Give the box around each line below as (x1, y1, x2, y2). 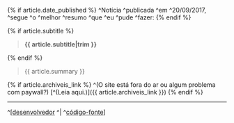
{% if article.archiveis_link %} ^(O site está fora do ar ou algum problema (7, 81, 216, 89)
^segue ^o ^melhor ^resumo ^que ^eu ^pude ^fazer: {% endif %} (7, 13, 192, 22)
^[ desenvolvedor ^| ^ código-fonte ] (7, 108, 106, 116)
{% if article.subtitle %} (7, 27, 75, 35)
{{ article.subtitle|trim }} (24, 40, 97, 48)
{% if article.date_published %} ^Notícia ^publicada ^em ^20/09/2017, (7, 6, 207, 14)
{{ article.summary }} (24, 67, 85, 75)
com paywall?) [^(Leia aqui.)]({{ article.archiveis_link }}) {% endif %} (7, 88, 203, 96)
